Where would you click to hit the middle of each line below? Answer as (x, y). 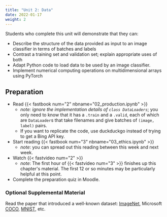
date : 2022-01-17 (24, 15)
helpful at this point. (41, 174)
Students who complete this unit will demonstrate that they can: (72, 34)
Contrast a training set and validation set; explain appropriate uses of (85, 54)
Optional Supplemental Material (45, 193)
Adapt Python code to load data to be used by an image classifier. (81, 65)
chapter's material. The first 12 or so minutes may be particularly (88, 169)
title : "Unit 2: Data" (29, 10)
